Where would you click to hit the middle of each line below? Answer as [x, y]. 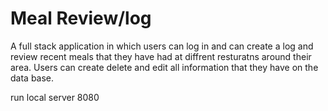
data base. [32, 78]
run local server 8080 [55, 97]
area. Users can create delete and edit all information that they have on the [164, 67]
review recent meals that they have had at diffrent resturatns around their [161, 56]
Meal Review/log [81, 18]
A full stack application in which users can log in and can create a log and [162, 46]
